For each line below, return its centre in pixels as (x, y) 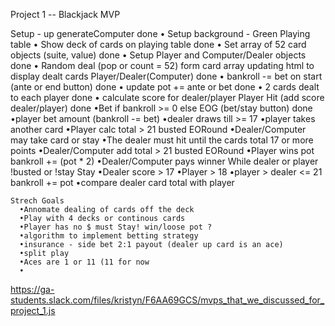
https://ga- (32, 289)
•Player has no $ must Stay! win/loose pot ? (116, 227)
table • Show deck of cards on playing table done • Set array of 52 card (158, 44)
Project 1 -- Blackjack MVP (65, 14)
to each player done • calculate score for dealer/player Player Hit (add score (167, 97)
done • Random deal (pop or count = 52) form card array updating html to (162, 65)
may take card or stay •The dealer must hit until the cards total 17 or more (162, 140)
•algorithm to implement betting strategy (109, 236)
